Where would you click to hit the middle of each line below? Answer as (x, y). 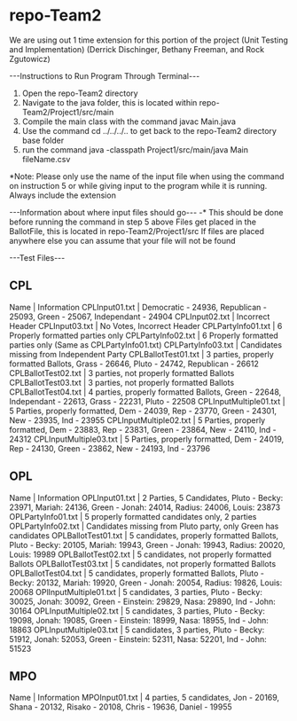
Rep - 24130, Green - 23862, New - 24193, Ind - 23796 (110, 448)
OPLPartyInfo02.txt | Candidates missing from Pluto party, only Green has (144, 526)
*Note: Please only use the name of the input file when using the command (147, 176)
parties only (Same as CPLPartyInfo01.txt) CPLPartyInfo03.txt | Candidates (145, 345)
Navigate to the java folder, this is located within (109, 102)
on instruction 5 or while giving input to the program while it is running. (138, 185)
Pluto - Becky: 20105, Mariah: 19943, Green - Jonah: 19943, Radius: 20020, (147, 545)
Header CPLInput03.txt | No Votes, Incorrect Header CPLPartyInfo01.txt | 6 (146, 325)
